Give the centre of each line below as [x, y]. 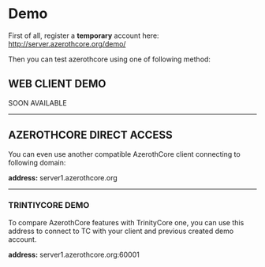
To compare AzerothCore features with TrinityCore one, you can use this [126, 222]
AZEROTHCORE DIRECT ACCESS [90, 135]
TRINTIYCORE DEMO [49, 206]
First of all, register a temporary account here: [84, 35]
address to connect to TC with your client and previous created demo [121, 231]
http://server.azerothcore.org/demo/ [67, 43]
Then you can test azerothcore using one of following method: [110, 59]
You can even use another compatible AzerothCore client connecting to [124, 154]
